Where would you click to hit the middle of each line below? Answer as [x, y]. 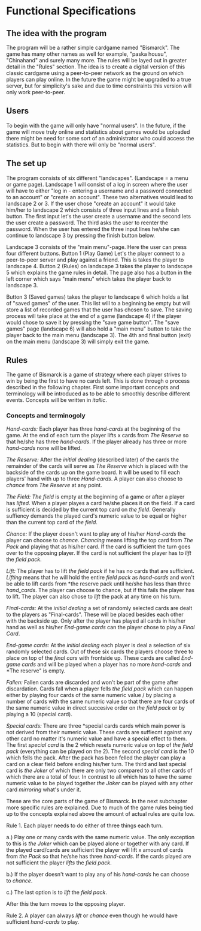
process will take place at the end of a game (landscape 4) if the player [94, 316]
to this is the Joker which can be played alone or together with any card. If [98, 843]
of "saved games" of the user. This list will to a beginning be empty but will [98, 303]
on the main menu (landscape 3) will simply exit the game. [78, 341]
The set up [26, 163]
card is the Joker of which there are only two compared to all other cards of [99, 770]
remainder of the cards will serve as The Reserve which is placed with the [97, 465]
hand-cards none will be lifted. [44, 448]
